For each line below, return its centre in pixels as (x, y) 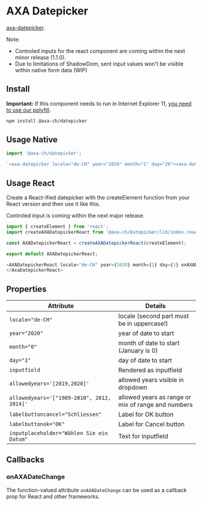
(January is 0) (138, 351)
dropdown (133, 388)
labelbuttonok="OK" (37, 424)
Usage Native (32, 140)
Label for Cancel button (151, 424)
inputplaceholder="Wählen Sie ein (59, 433)
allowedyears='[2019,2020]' (49, 384)
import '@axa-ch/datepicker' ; (44, 154)
